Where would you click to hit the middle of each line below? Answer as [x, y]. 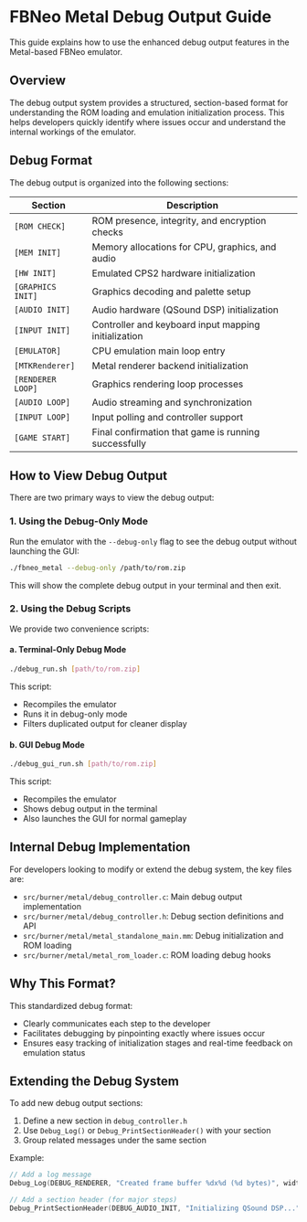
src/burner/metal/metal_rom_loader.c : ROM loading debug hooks [147, 955]
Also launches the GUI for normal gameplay [105, 818]
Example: [27, 1158]
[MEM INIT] [37, 252]
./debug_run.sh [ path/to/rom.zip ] [75, 669]
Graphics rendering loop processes [168, 384]
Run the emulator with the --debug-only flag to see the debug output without [153, 541]
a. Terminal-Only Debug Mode [68, 650]
